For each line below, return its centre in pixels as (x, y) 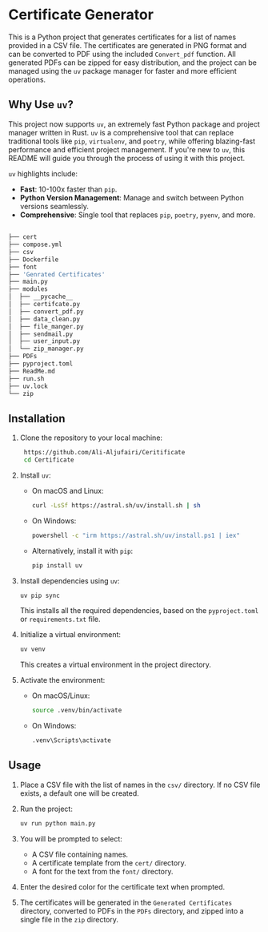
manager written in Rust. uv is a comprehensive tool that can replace (121, 132)
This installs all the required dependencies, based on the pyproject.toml (139, 611)
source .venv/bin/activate (77, 711)
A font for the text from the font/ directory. (102, 871)
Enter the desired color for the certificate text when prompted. (122, 886)
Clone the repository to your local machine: (91, 438)
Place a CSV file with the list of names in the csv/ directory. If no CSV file (140, 785)
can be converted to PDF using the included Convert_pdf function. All (122, 54)
